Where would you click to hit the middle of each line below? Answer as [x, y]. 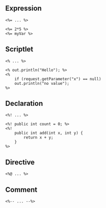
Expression [23, 8]
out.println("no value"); [42, 83]
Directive [20, 162]
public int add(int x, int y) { [49, 133]
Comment [21, 189]
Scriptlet [19, 49]
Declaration [24, 103]
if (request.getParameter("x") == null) [58, 79]
